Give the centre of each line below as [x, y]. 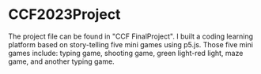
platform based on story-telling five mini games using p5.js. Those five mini [130, 44]
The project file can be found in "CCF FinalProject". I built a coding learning [131, 36]
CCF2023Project [64, 15]
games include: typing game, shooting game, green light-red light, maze [126, 53]
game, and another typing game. [61, 61]
